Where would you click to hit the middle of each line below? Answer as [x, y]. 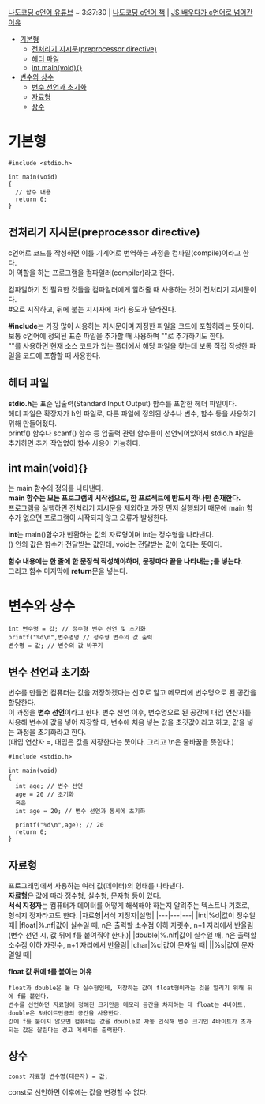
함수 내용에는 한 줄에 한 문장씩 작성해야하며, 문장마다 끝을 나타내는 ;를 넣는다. [125, 561]
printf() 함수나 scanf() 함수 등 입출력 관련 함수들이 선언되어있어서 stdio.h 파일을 [131, 433]
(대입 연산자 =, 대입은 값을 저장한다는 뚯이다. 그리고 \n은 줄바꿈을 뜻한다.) [121, 742]
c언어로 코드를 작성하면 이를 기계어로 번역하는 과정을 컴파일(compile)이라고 [125, 253]
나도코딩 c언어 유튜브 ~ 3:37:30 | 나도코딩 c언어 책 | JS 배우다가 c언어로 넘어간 [131, 12]
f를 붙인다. [33, 996]
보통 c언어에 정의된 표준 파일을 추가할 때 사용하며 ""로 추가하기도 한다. [116, 336]
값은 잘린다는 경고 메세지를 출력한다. [75, 1030]
